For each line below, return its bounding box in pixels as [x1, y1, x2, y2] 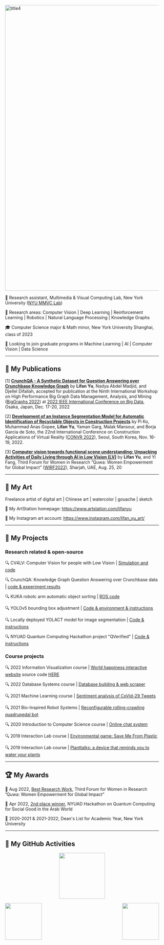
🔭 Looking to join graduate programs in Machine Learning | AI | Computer [5, 341, 153, 346]
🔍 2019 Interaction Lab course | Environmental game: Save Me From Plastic [5, 733, 158, 738]
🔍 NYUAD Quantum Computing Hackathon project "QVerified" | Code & [5, 634, 150, 640]
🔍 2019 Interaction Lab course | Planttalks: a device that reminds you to [5, 744, 150, 750]
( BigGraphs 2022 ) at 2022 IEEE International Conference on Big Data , [5, 398, 145, 404]
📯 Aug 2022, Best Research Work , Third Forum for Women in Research [5, 786, 147, 792]
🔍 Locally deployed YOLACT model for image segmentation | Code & [5, 617, 144, 623]
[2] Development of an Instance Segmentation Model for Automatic [5, 413, 144, 419]
